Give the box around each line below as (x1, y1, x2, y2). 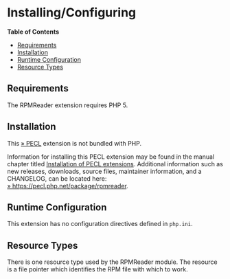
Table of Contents (7, 27, 60, 36)
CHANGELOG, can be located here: (7, 174, 107, 183)
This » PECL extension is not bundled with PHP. (7, 139, 142, 147)
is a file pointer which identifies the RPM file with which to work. (7, 265, 188, 274)
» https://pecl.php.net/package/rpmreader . (7, 181, 128, 190)
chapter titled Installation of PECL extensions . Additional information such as (7, 159, 223, 168)
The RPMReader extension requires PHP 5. (7, 101, 128, 109)
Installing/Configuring (7, 5, 137, 21)
